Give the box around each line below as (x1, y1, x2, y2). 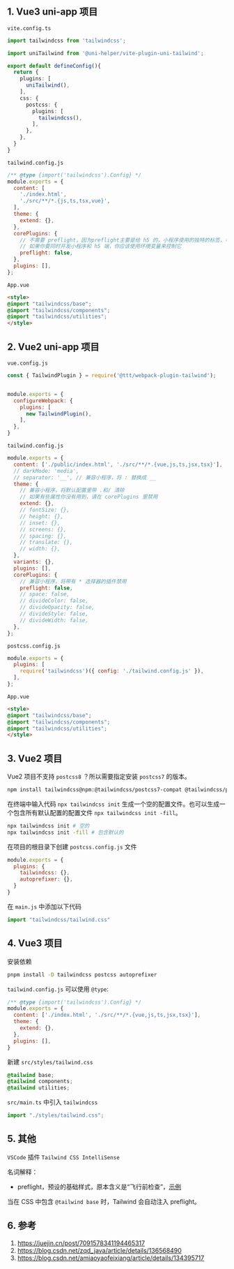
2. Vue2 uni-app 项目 (7, 341, 100, 353)
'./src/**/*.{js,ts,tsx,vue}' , (19, 198, 111, 205)
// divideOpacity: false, (19, 604, 95, 611)
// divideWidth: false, (19, 617, 89, 624)
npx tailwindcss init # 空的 (7, 822, 90, 829)
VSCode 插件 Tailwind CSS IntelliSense (7, 1152, 120, 1161)
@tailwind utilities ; (7, 1085, 70, 1092)
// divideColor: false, (19, 597, 89, 605)
